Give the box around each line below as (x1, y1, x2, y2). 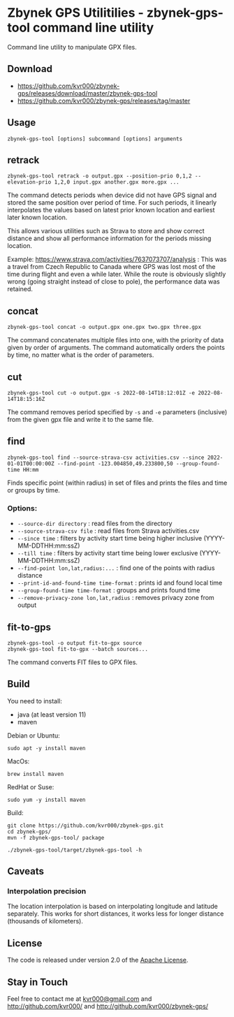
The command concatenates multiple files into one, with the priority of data (7, 336, 224, 344)
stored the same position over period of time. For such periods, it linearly (7, 198, 217, 207)
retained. (7, 285, 34, 293)
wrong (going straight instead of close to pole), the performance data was (7, 277, 220, 286)
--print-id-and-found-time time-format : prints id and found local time (17, 578, 223, 587)
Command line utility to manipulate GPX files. (7, 43, 138, 51)
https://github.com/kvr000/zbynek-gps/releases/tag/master (17, 96, 191, 105)
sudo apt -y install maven (7, 745, 86, 752)
